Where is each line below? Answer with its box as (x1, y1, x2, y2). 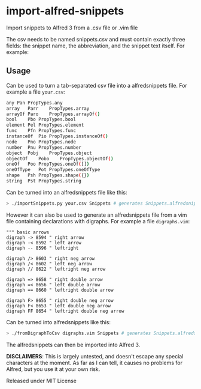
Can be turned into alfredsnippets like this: (6, 318, 111, 325)
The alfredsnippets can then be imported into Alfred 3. (6, 341, 141, 348)
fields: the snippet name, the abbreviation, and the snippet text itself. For (6, 42, 185, 49)
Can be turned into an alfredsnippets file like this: (6, 188, 127, 196)
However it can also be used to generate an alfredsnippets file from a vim (6, 211, 187, 219)
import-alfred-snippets (6, 4, 124, 18)
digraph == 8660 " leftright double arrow (6, 287, 114, 293)
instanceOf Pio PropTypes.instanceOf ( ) (6, 133, 109, 139)
